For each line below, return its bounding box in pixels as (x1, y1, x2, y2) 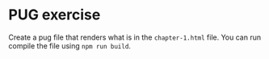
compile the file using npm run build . (8, 40, 132, 50)
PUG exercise (8, 6, 101, 24)
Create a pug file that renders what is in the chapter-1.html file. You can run (8, 32, 261, 42)
